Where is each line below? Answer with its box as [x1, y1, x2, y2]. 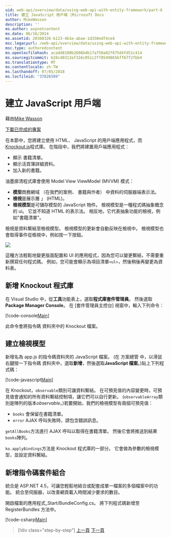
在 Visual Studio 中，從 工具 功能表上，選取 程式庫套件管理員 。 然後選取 [5, 296, 153, 302]
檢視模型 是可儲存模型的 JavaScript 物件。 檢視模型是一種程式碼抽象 [12, 201, 155, 207]
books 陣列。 [5, 435, 31, 441]
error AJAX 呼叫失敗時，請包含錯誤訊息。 [12, 417, 101, 424]
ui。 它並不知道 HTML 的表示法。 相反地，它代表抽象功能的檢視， [18, 208, 156, 214]
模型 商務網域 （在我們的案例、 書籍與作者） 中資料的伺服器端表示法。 [12, 189, 159, 195]
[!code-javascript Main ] [5, 377, 53, 383]
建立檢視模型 [5, 339, 46, 348]
